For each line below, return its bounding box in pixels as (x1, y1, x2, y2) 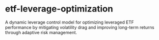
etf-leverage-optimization (5, 3, 113, 14)
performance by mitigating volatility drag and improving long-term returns (5, 24, 155, 30)
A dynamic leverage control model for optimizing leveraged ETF (5, 19, 134, 25)
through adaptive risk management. (5, 29, 78, 35)
